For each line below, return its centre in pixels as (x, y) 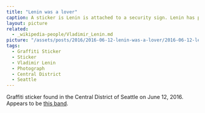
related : (17, 29)
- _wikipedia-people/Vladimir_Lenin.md (63, 35)
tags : (13, 46)
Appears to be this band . (38, 103)
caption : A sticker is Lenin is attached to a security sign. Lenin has (101, 18)
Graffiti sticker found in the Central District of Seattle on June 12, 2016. (95, 97)
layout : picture (27, 23)
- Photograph (28, 68)
